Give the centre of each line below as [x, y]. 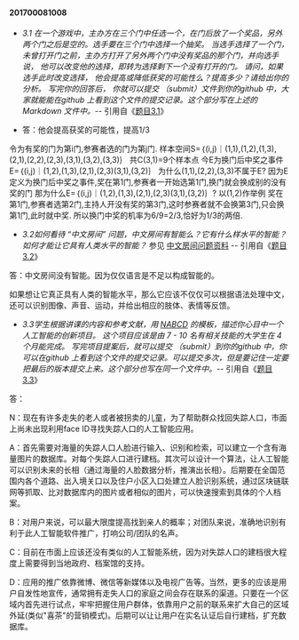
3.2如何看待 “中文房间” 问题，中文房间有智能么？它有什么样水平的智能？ [154, 235]
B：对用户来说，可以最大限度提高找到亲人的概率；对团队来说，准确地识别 [144, 522]
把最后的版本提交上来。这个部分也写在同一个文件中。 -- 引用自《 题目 [147, 369]
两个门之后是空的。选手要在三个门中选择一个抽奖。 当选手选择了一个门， [155, 44]
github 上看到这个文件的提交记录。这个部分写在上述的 [159, 100]
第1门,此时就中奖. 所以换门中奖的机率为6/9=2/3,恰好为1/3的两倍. [126, 216]
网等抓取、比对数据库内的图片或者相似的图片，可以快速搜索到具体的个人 [141, 492]
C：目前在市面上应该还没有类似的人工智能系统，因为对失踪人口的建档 [137, 552]
